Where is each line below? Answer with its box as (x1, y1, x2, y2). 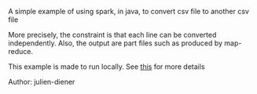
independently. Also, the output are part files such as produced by (8, 38, 222, 48)
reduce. (8, 47, 34, 56)
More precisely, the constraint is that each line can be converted (8, 31, 217, 39)
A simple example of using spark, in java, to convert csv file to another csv (8, 7, 250, 16)
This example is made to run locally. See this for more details (8, 62, 206, 71)
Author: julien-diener (8, 78, 75, 86)
